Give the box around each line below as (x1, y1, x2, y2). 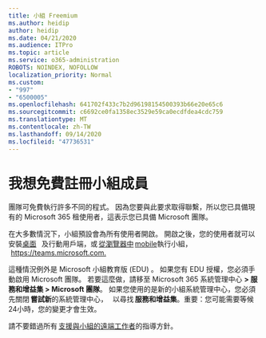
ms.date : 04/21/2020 (8, 33, 77, 42)
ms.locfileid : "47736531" (8, 137, 94, 146)
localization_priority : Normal (8, 71, 113, 79)
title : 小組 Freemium (8, 11, 78, 20)
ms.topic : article (8, 49, 69, 57)
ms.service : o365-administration (8, 57, 120, 65)
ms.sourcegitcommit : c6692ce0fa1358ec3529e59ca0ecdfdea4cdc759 (8, 108, 224, 116)
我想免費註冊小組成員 (8, 175, 149, 192)
